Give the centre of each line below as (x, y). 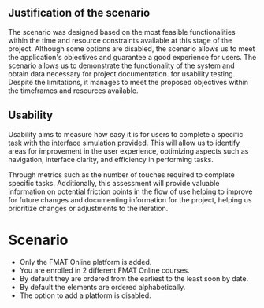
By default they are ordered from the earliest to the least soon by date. (134, 278)
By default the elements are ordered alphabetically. (102, 287)
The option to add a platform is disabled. (85, 295)
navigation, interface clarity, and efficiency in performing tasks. (111, 159)
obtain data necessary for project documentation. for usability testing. (122, 73)
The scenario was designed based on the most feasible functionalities (122, 32)
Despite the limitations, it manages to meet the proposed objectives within (128, 82)
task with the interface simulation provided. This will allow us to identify (124, 143)
